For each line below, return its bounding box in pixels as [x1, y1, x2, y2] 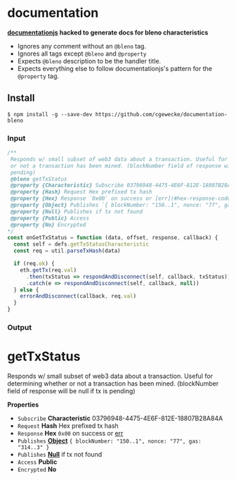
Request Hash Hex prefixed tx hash [17, 421, 119, 430]
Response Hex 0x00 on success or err [17, 429, 124, 437]
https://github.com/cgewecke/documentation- [95, 110, 228, 118]
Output [7, 322, 32, 332]
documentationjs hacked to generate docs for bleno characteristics [7, 28, 209, 37]
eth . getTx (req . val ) [20, 266, 77, 274]
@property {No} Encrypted [10, 221, 86, 228]
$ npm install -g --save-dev [7, 110, 93, 118]
